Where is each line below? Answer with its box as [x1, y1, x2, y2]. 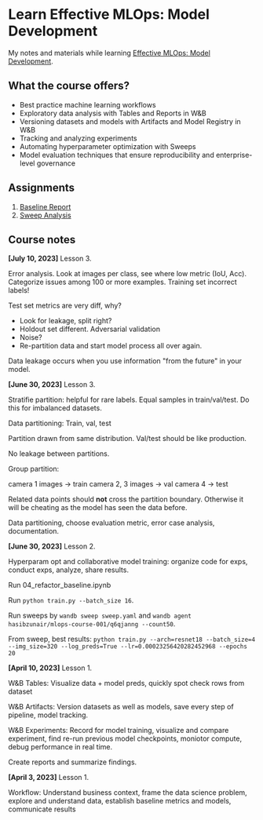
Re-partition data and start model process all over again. [19, 341, 203, 351]
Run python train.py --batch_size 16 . [8, 596, 134, 605]
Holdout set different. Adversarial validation [19, 324, 161, 334]
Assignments [8, 181, 75, 195]
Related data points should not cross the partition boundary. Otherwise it [8, 494, 244, 504]
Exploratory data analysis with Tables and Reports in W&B [19, 108, 206, 118]
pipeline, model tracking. [8, 710, 89, 720]
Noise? [19, 333, 42, 342]
